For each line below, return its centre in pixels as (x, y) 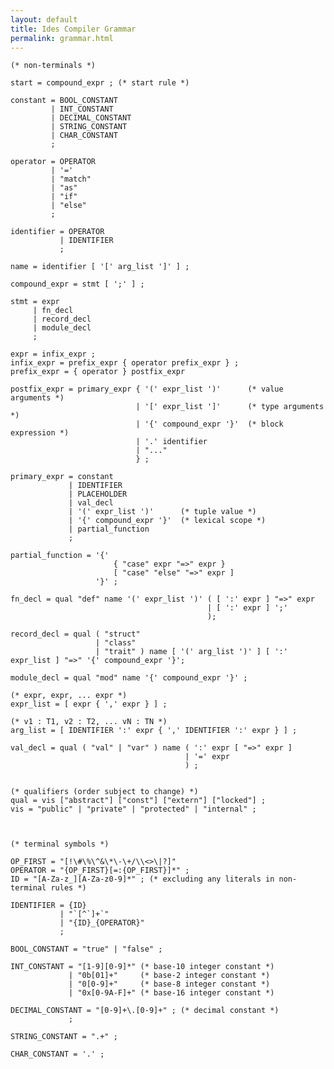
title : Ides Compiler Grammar (73, 29)
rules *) (68, 888)
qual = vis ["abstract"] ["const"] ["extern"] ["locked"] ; (138, 801)
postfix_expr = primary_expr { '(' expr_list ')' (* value (147, 389)
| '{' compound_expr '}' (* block (209, 424)
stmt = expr (35, 302)
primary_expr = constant (62, 477)
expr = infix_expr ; (53, 354)
